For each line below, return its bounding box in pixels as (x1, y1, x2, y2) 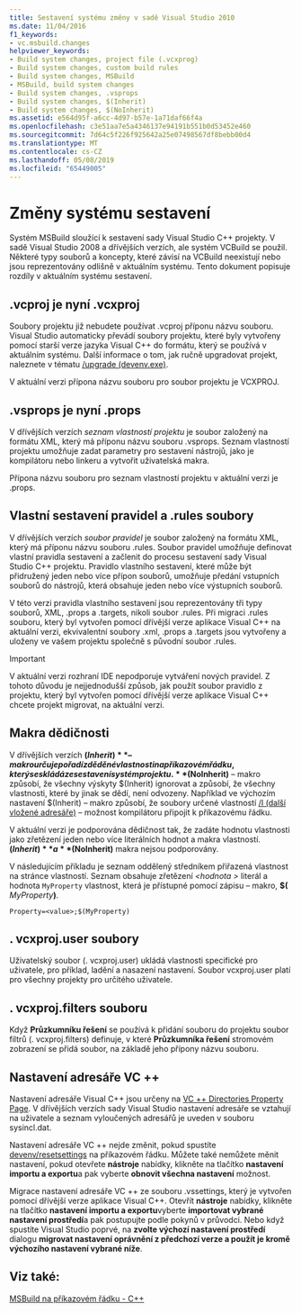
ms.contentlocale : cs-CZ (9, 147, 102, 156)
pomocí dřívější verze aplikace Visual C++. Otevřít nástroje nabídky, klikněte (9, 1195, 293, 1206)
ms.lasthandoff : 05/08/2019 (9, 155, 115, 165)
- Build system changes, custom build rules (9, 64, 179, 73)
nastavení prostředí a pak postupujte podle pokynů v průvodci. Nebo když (9, 1215, 285, 1225)
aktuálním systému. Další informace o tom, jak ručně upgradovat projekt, (9, 349, 279, 360)
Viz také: (9, 1269, 60, 1284)
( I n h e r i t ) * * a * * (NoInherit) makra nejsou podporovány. (9, 843, 219, 854)
